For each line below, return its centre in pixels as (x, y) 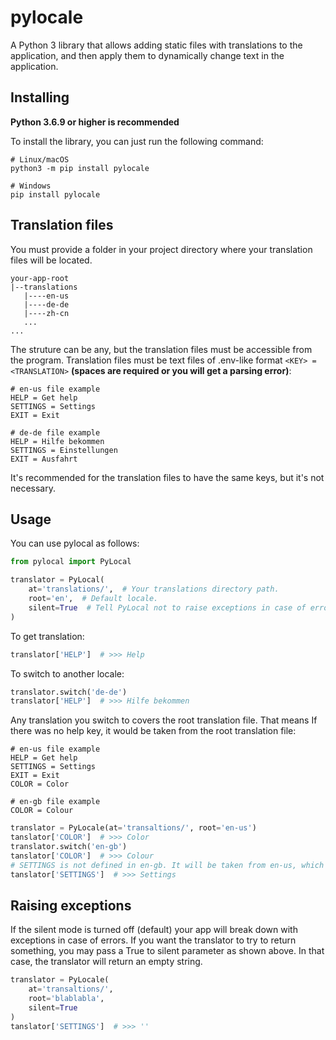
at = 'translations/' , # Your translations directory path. (154, 589)
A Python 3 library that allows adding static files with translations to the (156, 45)
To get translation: (47, 636)
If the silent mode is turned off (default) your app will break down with (154, 930)
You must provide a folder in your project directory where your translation (161, 249)
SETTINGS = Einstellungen (64, 450)
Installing (40, 97)
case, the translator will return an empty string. (106, 962)
